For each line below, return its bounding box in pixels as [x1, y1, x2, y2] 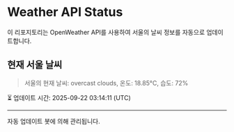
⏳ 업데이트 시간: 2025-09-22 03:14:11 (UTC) [7, 93, 131, 101]
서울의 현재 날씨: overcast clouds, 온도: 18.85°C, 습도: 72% [24, 79, 189, 87]
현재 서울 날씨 [7, 59, 63, 71]
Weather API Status [7, 4, 123, 20]
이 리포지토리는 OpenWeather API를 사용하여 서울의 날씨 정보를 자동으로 [7, 28, 205, 36]
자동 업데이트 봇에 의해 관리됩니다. [7, 117, 100, 125]
